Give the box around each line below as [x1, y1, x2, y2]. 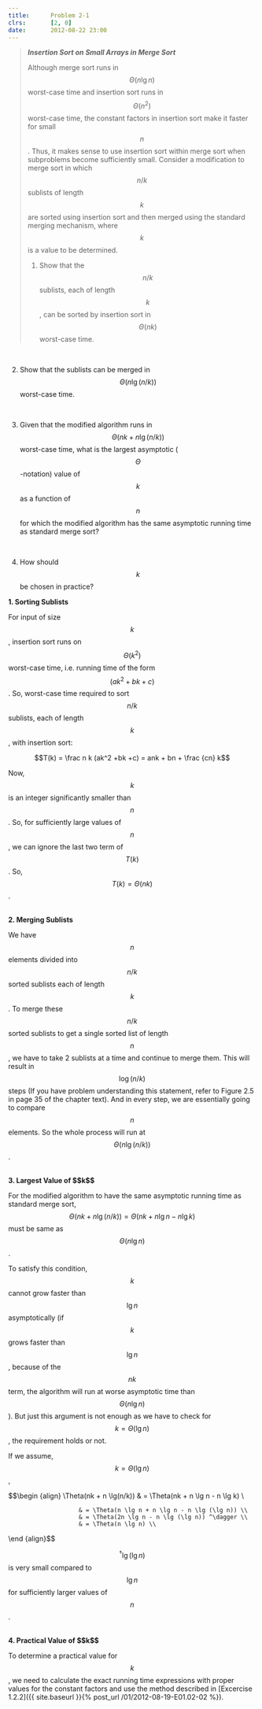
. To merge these [8, 1004, 63, 1014]
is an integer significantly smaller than [8, 793, 131, 803]
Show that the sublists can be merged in [19, 365, 151, 375]
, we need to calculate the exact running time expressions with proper [8, 1676, 234, 1685]
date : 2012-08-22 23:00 [8, 26, 108, 34]
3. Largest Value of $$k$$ [8, 1176, 95, 1186]
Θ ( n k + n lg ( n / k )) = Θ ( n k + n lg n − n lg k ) [68, 1211, 196, 1221]
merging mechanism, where [27, 221, 118, 231]
